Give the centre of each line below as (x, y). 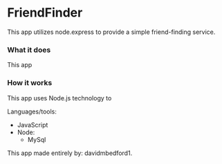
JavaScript (33, 125)
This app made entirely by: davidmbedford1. (70, 153)
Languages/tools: (32, 111)
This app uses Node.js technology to (59, 98)
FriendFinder (45, 13)
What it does (29, 50)
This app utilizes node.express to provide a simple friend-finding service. (111, 32)
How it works (30, 83)
